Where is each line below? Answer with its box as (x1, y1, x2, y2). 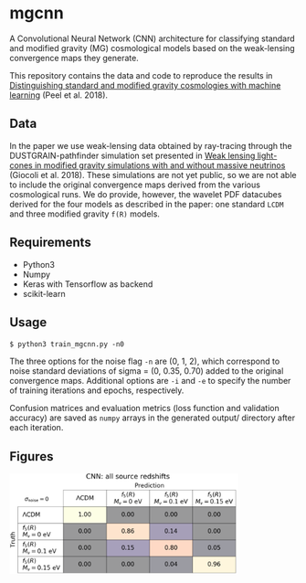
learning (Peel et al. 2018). (9, 90, 108, 101)
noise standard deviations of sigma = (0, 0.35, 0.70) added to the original (9, 366, 284, 376)
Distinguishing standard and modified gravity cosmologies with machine (9, 79, 281, 90)
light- (257, 150, 278, 161)
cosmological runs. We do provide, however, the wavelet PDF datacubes (9, 188, 282, 199)
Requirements (9, 235, 91, 250)
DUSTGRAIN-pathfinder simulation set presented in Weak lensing (9, 150, 256, 161)
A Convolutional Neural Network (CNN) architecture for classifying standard (9, 33, 295, 44)
